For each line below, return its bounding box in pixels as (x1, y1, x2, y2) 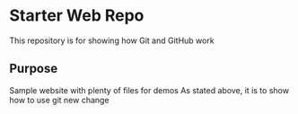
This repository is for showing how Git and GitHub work (9, 35, 215, 46)
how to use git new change (9, 94, 110, 105)
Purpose (9, 61, 58, 76)
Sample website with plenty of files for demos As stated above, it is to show (9, 84, 290, 95)
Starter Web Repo (9, 5, 145, 26)
